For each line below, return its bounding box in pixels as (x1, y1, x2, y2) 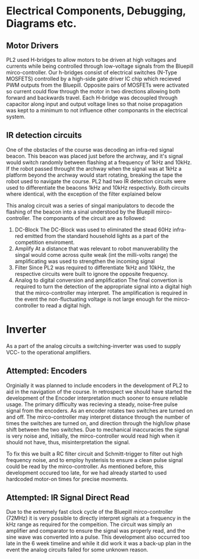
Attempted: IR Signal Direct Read (6, 492, 129, 503)
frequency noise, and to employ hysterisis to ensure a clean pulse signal (6, 456, 183, 463)
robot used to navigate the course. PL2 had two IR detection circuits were (6, 177, 186, 185)
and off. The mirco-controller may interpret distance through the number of (6, 413, 190, 420)
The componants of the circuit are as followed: (31, 214, 147, 221)
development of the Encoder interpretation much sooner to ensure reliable (6, 394, 188, 401)
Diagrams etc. (6, 17, 77, 30)
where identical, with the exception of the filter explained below (6, 190, 162, 197)
